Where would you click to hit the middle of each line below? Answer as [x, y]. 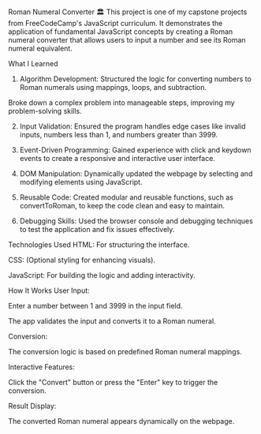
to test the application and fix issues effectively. [97, 229]
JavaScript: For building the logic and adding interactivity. [102, 275]
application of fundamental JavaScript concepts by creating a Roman [121, 32]
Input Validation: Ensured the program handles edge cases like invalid [132, 126]
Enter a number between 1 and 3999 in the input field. [95, 306]
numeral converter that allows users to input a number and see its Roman [127, 40]
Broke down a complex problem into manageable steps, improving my [121, 103]
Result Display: [32, 406]
